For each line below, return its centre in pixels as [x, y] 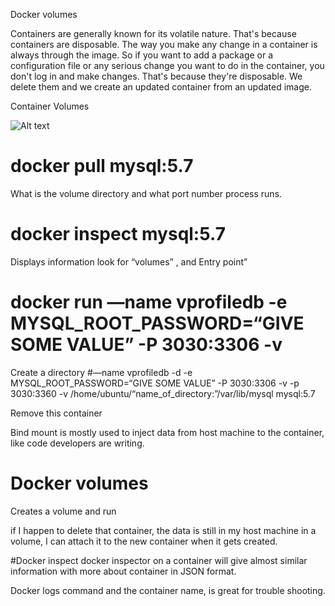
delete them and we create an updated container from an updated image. [161, 87]
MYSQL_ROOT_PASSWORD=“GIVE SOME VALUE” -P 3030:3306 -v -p [155, 383]
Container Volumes [50, 106]
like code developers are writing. [77, 443]
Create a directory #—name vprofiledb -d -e [101, 372]
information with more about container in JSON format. [123, 571]
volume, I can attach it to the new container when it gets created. [144, 541]
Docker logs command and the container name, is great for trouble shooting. [168, 590]
